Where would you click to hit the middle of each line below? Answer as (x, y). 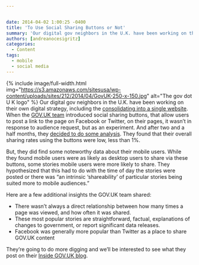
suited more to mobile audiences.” (48, 183)
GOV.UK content (35, 238)
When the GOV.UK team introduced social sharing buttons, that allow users (98, 115)
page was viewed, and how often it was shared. (73, 212)
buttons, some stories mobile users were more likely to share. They (88, 164)
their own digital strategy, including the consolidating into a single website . (97, 108)
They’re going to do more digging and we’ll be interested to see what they (96, 249)
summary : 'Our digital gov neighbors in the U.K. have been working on (96, 33)
